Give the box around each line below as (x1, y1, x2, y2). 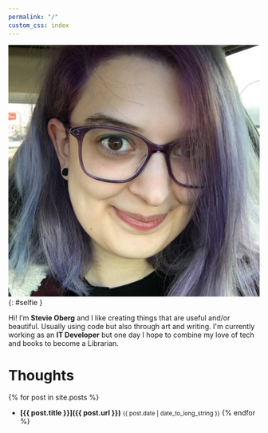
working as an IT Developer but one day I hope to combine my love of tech (8, 330, 255, 340)
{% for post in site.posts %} (8, 392, 100, 403)
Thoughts (8, 366, 74, 384)
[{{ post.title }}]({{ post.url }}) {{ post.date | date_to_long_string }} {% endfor (19, 408, 256, 418)
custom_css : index (8, 21, 69, 30)
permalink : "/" (8, 13, 59, 21)
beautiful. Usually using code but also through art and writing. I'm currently (8, 321, 255, 331)
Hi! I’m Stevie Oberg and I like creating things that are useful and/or (8, 312, 231, 323)
